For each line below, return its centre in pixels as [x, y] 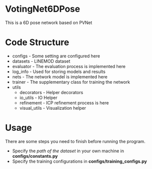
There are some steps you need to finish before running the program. [75, 141]
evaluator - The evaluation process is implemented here [69, 66]
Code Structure [37, 42]
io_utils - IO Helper [38, 97]
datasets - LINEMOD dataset [41, 61]
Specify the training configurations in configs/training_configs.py [80, 161]
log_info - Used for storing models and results [59, 72]
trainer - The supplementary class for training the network [71, 82]
